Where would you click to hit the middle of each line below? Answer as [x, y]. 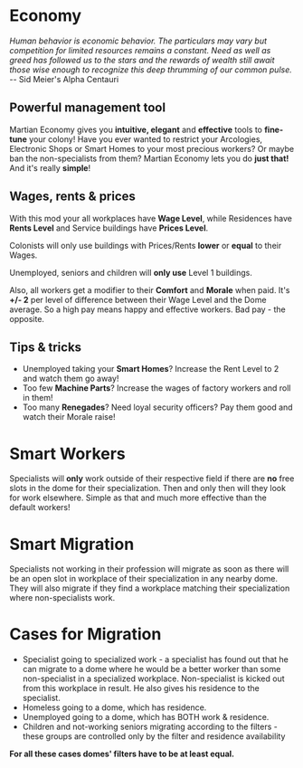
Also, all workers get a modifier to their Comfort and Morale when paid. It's [150, 289]
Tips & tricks [46, 347]
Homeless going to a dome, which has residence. [114, 707]
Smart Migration [72, 544]
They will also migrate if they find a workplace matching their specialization [150, 588]
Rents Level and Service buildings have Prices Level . [109, 228]
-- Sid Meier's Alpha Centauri [64, 79]
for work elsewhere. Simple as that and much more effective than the [138, 498]
